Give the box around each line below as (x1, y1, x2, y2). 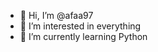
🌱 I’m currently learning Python (19, 31, 148, 42)
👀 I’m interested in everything (19, 20, 142, 32)
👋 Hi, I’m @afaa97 (19, 10, 94, 21)
